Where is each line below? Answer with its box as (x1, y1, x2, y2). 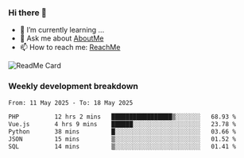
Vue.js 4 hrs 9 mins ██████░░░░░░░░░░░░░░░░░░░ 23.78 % (8, 121, 237, 129)
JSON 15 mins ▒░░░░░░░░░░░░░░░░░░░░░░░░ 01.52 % (8, 135, 237, 144)
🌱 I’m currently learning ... (19, 25, 105, 35)
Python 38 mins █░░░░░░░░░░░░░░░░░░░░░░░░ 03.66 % (8, 128, 237, 136)
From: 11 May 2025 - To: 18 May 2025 (8, 98, 134, 106)
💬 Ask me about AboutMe (19, 33, 104, 43)
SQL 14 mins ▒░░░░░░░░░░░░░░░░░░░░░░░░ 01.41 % (8, 142, 237, 150)
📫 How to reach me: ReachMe (19, 43, 121, 52)
